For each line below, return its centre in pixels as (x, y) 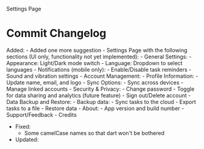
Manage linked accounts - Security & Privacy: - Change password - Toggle (100, 89)
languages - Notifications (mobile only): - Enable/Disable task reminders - (99, 69)
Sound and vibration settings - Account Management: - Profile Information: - (102, 76)
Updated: (27, 139)
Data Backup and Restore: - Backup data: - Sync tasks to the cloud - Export (101, 102)
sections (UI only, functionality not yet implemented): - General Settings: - (99, 57)
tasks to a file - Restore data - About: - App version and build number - (95, 108)
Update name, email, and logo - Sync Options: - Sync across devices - (95, 82)
